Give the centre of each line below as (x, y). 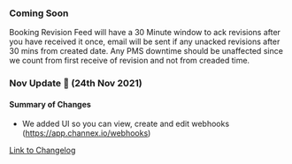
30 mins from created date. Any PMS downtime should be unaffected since (146, 51)
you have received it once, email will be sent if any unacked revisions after (145, 41)
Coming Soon (39, 13)
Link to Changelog (42, 150)
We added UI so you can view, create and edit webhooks (126, 124)
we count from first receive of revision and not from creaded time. (130, 61)
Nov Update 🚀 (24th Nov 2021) (76, 84)
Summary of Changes (50, 104)
